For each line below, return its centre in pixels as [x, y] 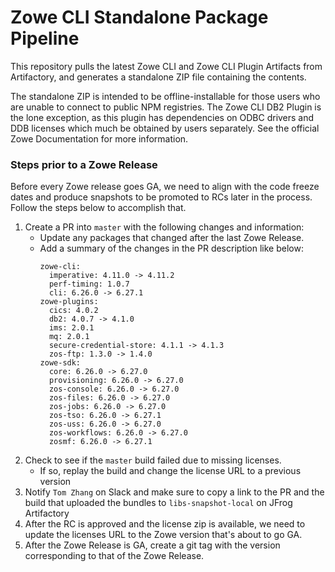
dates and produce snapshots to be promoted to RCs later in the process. [161, 197]
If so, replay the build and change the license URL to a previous [170, 471]
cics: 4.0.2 [73, 311]
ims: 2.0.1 [71, 328]
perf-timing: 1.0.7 [89, 284]
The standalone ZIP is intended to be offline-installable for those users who [165, 96]
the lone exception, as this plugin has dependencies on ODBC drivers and [162, 117]
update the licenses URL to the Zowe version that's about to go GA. [163, 535]
